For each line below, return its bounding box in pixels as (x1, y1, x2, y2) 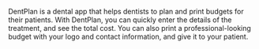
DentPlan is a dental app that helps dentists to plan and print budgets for (8, 7, 244, 16)
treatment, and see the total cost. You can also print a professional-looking (8, 24, 251, 32)
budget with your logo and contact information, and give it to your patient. (8, 32, 249, 41)
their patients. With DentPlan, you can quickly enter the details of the (8, 15, 232, 24)
